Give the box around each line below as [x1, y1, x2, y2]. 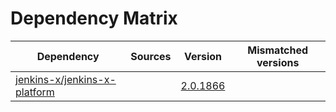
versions [256, 55, 300, 69]
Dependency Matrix [10, 7, 178, 30]
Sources [130, 49, 172, 63]
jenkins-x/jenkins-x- [15, 72, 117, 86]
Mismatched [247, 43, 309, 57]
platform [15, 85, 55, 99]
